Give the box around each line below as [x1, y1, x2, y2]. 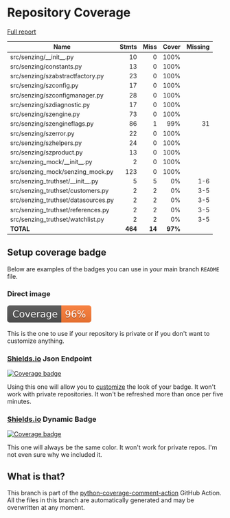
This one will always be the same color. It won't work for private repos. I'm [7, 443, 218, 451]
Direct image [7, 289, 51, 299]
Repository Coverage [7, 5, 131, 21]
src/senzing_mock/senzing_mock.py [10, 167, 114, 176]
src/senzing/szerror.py [10, 129, 75, 137]
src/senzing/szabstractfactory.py [10, 72, 104, 80]
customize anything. [7, 337, 65, 345]
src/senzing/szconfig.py [10, 81, 79, 90]
